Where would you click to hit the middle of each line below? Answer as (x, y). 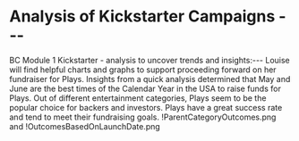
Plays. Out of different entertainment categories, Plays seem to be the (138, 98)
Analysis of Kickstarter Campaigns (142, 17)
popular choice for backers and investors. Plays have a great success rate (146, 107)
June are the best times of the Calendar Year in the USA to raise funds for (145, 88)
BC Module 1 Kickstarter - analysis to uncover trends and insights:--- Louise (150, 60)
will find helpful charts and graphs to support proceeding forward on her (143, 70)
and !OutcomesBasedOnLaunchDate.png (85, 126)
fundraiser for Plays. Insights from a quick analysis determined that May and (150, 79)
